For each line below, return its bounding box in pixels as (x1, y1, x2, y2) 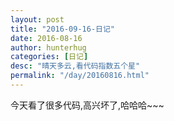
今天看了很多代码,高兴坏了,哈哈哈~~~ (10, 99, 165, 111)
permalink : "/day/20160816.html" (10, 71, 150, 81)
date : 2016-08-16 (10, 33, 83, 43)
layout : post (10, 14, 65, 25)
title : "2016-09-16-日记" (10, 24, 115, 34)
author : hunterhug (10, 42, 87, 53)
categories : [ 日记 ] (10, 52, 89, 62)
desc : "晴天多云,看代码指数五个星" (10, 61, 141, 71)
